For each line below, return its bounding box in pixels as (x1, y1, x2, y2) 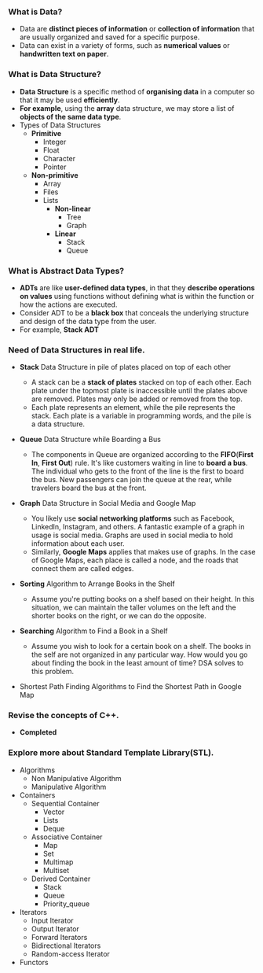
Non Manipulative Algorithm (31, 773, 122, 783)
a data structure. (31, 419, 85, 429)
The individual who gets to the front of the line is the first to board (31, 466, 245, 476)
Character (42, 153, 76, 163)
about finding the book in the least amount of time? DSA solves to (31, 658, 244, 668)
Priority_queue (42, 899, 90, 909)
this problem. (31, 667, 75, 676)
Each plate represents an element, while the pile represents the (31, 403, 236, 412)
